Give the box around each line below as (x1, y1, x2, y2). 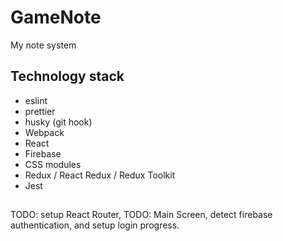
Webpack (24, 126, 65, 138)
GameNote (10, 6, 102, 29)
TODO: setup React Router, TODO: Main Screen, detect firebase (10, 209, 273, 221)
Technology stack (10, 68, 125, 85)
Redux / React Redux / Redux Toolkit (24, 169, 176, 181)
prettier (24, 105, 56, 117)
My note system (10, 39, 77, 51)
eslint (24, 94, 48, 106)
